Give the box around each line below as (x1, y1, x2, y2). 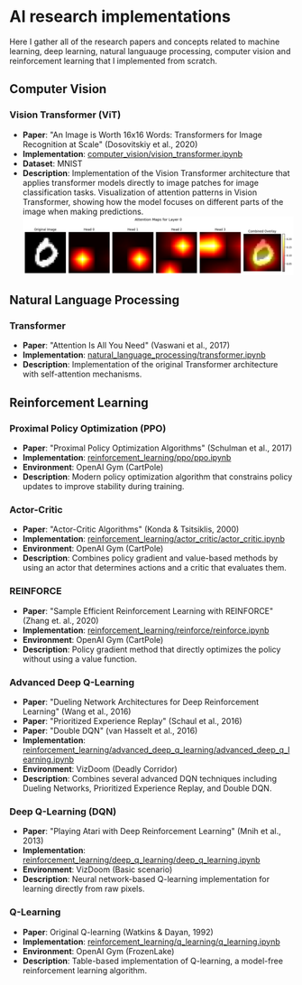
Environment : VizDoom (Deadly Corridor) (22, 763, 178, 774)
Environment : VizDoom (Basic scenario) (22, 864, 173, 875)
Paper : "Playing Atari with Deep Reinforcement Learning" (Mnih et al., (22, 826, 281, 837)
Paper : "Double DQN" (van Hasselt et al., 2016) (22, 725, 198, 736)
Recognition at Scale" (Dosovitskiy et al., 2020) (22, 138, 198, 150)
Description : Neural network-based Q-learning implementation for (22, 874, 270, 885)
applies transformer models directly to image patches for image (22, 177, 260, 188)
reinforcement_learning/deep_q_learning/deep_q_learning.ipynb (22, 855, 261, 866)
